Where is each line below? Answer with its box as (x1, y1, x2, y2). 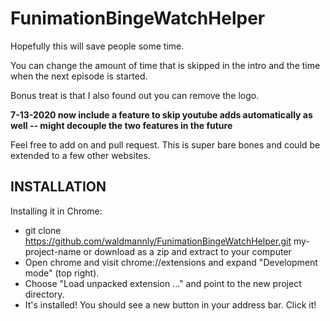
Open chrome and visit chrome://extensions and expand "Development (24, 256, 318, 268)
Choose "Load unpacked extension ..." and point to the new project (24, 277, 302, 289)
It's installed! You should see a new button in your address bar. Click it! (24, 298, 317, 311)
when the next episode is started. (10, 70, 148, 82)
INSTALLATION (10, 178, 107, 196)
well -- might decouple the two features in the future (10, 119, 233, 131)
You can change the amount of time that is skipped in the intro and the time (10, 59, 321, 71)
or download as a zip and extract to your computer (83, 245, 292, 257)
